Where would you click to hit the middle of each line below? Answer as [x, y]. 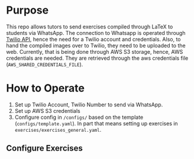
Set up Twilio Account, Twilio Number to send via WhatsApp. [89, 105]
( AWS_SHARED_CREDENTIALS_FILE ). [45, 64]
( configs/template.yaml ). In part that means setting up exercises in [96, 123]
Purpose [28, 10]
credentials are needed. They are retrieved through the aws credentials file [97, 58]
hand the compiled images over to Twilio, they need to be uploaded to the [96, 46]
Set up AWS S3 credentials [48, 111]
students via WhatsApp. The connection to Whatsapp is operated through [96, 33]
